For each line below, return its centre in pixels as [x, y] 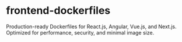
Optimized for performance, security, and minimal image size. [80, 32]
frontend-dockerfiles [58, 11]
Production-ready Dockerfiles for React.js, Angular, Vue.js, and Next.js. [91, 26]
